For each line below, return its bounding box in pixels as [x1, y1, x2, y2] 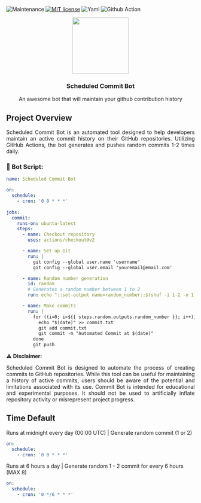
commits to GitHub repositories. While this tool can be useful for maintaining [6, 371, 195, 378]
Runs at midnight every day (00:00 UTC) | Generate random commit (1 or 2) [6, 429, 193, 436]
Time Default [6, 413, 56, 423]
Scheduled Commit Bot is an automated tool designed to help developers [6, 129, 195, 136]
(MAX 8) [6, 469, 27, 476]
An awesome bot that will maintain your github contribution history [19, 96, 182, 103]
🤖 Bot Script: [6, 163, 44, 171]
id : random [28, 281, 55, 287]
